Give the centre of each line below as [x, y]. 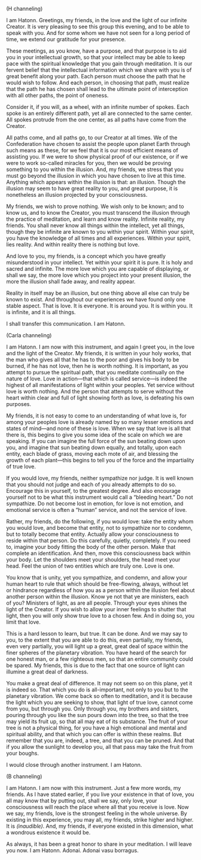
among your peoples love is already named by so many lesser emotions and [100, 422]
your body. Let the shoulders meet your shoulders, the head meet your [93, 559]
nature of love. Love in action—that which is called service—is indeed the [97, 379]
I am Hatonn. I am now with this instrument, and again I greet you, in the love [100, 347]
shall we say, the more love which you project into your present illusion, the [99, 275]
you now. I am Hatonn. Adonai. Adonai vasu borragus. [72, 850]
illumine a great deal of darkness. [47, 672]
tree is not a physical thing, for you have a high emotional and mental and [97, 728]
